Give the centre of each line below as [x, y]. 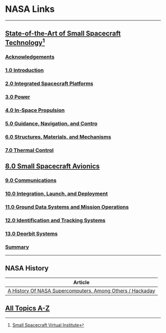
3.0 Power [18, 97]
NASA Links [30, 9]
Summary [17, 247]
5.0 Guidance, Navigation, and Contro [51, 124]
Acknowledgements [30, 57]
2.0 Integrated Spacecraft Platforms [49, 84]
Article [82, 282]
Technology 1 [25, 42]
